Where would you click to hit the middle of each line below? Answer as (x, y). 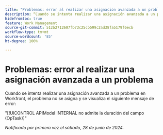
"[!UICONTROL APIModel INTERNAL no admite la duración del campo (74, 113)
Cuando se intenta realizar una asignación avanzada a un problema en (75, 93)
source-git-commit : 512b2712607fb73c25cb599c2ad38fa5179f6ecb (69, 28)
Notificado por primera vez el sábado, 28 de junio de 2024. (65, 127)
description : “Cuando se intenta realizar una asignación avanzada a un (80, 14)
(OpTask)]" (16, 118)
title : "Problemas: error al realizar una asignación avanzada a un (76, 9)
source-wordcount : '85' (29, 37)
